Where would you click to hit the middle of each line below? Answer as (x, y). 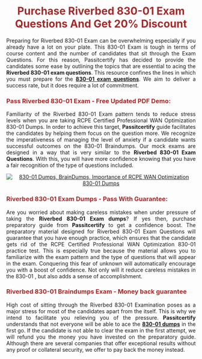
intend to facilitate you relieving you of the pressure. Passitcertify (101, 317)
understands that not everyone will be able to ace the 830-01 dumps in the (101, 324)
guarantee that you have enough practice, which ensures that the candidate (101, 238)
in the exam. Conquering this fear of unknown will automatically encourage (101, 263)
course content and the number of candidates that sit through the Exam (101, 53)
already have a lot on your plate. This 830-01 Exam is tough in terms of (101, 47)
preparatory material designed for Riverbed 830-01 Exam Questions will (101, 231)
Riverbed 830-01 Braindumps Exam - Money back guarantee (96, 292)
